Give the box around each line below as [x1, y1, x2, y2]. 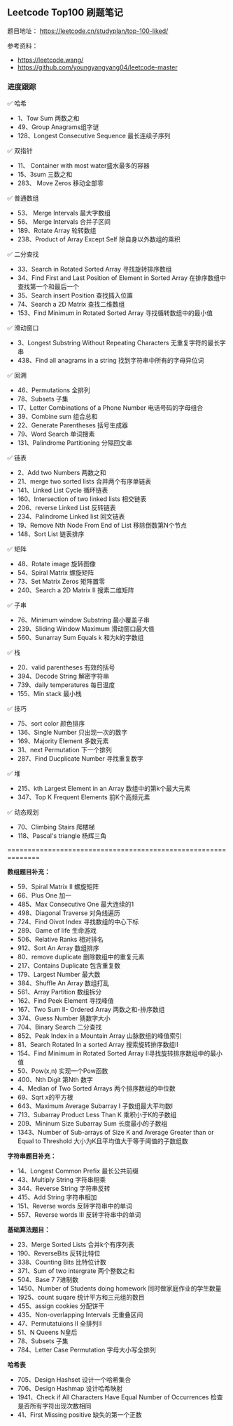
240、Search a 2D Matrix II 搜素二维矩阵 [17, 586, 134, 594]
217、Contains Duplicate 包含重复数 [17, 961, 121, 970]
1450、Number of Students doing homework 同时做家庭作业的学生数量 [17, 1284, 222, 1293]
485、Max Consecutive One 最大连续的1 [17, 900, 134, 909]
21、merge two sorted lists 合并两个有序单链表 [17, 477, 152, 486]
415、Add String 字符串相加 [17, 1193, 97, 1201]
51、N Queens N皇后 [17, 1328, 78, 1337]
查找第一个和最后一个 [17, 283, 79, 291]
